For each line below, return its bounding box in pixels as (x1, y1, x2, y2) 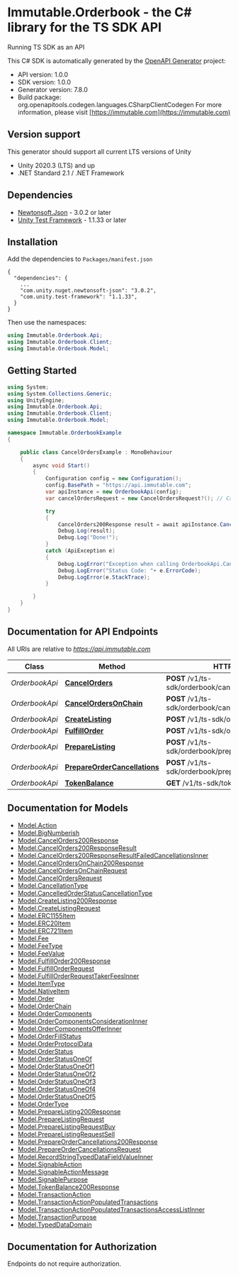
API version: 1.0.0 (17, 70, 69, 79)
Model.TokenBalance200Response (17, 1182, 120, 1191)
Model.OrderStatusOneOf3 (17, 1077, 96, 1086)
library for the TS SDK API (7, 19, 161, 35)
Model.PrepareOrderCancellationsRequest (17, 1145, 142, 1153)
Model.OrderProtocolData (17, 1040, 93, 1048)
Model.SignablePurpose (17, 1175, 89, 1184)
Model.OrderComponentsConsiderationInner (17, 1017, 148, 1025)
